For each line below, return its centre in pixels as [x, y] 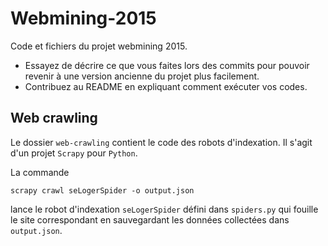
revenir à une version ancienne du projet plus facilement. [142, 76]
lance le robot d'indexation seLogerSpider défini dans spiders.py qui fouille [164, 209]
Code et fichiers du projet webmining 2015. [99, 46]
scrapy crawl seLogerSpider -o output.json [102, 190]
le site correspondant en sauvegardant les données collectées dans [150, 219]
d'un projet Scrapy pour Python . [74, 153]
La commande [40, 172]
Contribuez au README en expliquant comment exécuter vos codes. [166, 86]
